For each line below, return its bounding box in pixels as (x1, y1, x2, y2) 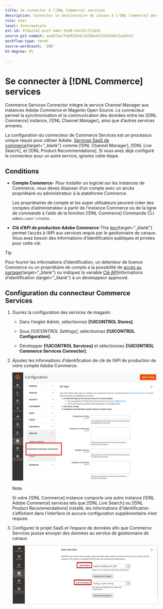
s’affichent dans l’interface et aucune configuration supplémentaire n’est (12, 510, 157, 516)
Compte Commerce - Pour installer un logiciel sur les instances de (12, 180, 145, 186)
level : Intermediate (5, 23, 47, 28)
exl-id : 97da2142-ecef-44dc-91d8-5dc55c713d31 (5, 28, 101, 34)
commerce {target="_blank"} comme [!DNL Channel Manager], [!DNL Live (5, 143, 152, 149)
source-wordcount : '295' (5, 44, 55, 49)
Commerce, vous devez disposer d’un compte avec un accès (12, 185, 134, 191)
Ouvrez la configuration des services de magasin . (12, 309, 113, 315)
